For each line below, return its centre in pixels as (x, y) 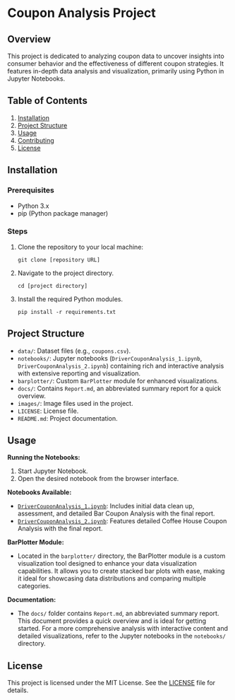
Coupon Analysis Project (82, 13)
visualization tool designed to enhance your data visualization (107, 564)
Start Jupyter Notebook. (53, 471)
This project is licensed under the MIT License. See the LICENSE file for (112, 683)
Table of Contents (48, 101)
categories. (34, 586)
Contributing (36, 140)
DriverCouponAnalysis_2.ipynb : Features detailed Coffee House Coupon (122, 521)
